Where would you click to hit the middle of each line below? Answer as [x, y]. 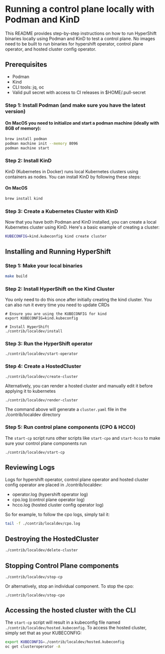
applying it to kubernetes [30, 391]
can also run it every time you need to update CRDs [57, 305]
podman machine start [27, 148]
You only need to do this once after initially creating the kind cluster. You [78, 299]
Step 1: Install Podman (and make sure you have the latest [75, 105]
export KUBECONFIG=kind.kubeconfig [42, 318]
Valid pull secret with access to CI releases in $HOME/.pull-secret [79, 92]
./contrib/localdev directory [33, 415]
